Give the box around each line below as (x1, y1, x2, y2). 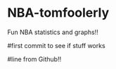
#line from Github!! (7, 54, 62, 63)
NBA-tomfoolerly (7, 5, 110, 21)
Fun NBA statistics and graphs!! (7, 28, 98, 36)
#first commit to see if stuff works (7, 41, 105, 49)
